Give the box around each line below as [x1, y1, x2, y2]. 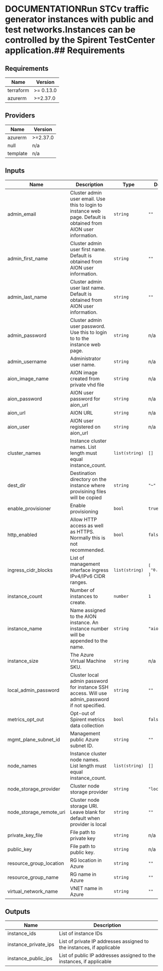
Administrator [70, 355, 101, 362]
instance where [70, 482, 105, 489]
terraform [7, 87, 30, 94]
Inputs [5, 167, 25, 175]
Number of [70, 587, 95, 594]
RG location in [70, 857, 102, 864]
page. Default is [70, 214, 106, 220]
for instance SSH [70, 684, 109, 691]
